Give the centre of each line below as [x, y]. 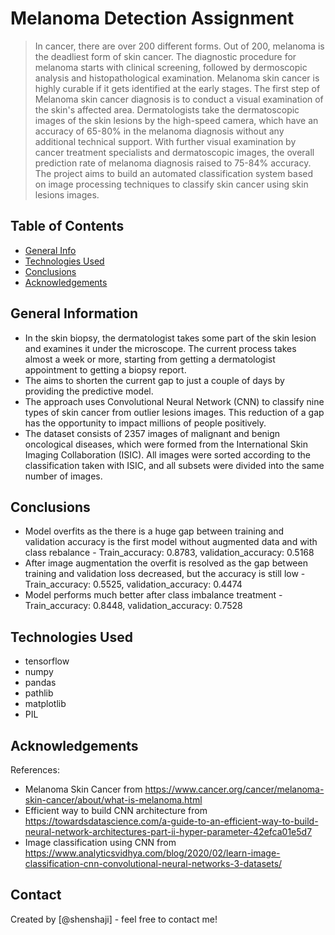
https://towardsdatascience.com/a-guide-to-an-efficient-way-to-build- [171, 821]
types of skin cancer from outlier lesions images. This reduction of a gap [174, 412]
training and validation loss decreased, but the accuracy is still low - [165, 574]
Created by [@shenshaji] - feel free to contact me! [114, 919]
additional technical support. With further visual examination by [165, 141]
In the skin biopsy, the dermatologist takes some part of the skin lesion [170, 338]
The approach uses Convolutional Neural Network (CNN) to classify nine [174, 401]
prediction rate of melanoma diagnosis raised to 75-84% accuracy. [173, 163]
